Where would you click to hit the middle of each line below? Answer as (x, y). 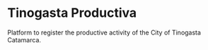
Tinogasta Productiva (72, 13)
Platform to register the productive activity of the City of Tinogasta (104, 32)
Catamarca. (24, 39)
